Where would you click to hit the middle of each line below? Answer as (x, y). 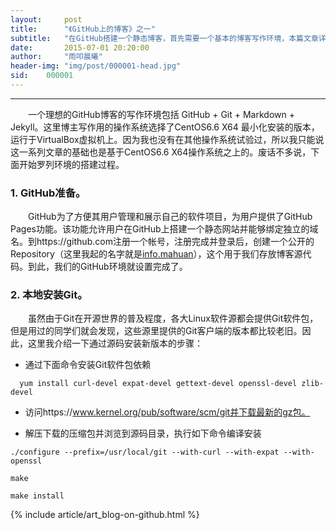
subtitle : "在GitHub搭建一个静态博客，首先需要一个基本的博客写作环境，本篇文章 (164, 38)
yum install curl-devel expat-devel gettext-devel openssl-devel (158, 384)
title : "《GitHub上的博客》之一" (83, 29)
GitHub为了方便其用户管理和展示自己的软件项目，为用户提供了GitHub (170, 217)
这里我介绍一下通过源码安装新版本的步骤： (115, 343)
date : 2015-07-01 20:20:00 (80, 47)
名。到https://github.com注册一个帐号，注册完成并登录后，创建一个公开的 (162, 242)
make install (37, 496)
